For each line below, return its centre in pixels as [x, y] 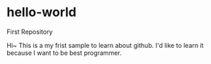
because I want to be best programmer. [64, 53]
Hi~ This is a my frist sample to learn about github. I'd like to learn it [105, 45]
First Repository [30, 32]
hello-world [42, 12]
